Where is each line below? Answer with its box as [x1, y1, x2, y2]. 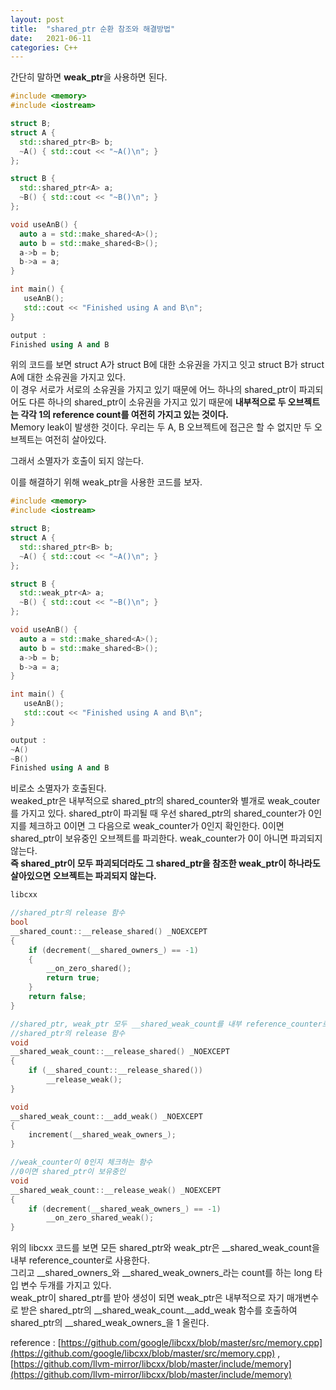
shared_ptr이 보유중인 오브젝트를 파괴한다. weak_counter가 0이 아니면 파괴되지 [10, 832, 323, 845]
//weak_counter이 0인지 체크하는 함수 [10, 1157, 153, 1168]
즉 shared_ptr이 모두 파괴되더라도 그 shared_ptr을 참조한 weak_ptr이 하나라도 [10, 857, 321, 870]
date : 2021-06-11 [10, 33, 92, 43]
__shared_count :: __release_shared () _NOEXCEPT [10, 926, 208, 936]
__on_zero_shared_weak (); [46, 1213, 155, 1223]
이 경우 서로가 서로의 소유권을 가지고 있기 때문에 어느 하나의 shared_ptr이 [10, 384, 297, 396]
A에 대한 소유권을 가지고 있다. [10, 371, 127, 383]
